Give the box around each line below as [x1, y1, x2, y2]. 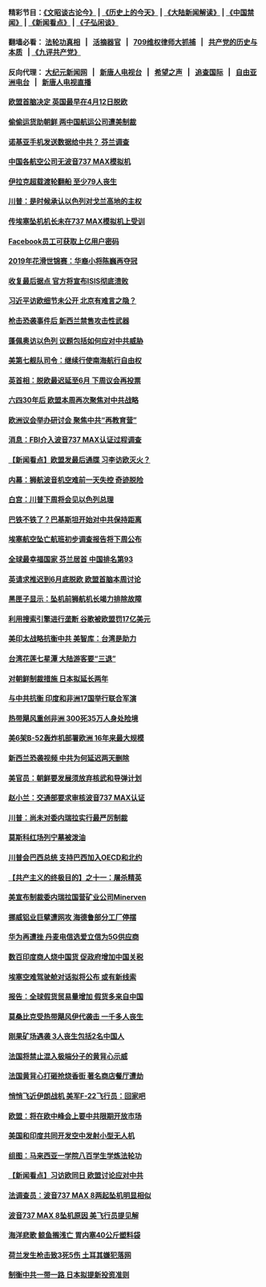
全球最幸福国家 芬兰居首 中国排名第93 [8, 554, 134, 564]
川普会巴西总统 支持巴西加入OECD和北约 [8, 852, 143, 862]
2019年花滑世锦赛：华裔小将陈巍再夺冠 [8, 256, 138, 266]
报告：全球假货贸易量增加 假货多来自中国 [8, 992, 144, 1002]
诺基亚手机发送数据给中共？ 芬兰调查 [8, 137, 130, 146]
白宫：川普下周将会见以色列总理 [8, 495, 114, 505]
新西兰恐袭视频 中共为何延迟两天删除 [8, 753, 130, 762]
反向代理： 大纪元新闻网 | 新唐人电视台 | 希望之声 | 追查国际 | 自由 [8, 67, 250, 76]
